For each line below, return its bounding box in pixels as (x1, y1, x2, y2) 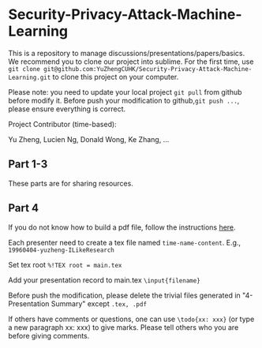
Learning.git (8, 73, 51, 81)
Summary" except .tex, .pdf (51, 298, 148, 309)
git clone (8, 65, 41, 73)
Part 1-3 (8, 158, 48, 171)
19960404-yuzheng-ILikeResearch (8, 246, 114, 254)
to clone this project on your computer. (52, 72, 179, 81)
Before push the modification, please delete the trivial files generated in (8, 290, 241, 300)
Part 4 (8, 201, 39, 215)
